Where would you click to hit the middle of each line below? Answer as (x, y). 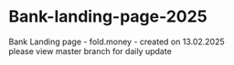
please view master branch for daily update (90, 51)
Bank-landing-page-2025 (108, 17)
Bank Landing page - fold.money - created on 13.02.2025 (117, 42)
